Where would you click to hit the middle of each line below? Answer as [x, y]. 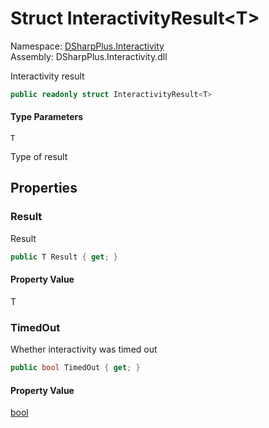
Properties [44, 188]
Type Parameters [47, 117]
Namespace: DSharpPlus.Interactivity [87, 46]
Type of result [39, 157]
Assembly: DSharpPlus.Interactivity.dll [89, 56]
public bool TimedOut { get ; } [75, 368]
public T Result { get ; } [64, 257]
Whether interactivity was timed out [84, 349]
